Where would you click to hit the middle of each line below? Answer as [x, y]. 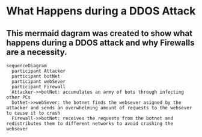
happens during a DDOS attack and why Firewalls [100, 42]
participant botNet [36, 76]
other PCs [19, 97]
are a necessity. [37, 52]
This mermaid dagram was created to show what [99, 33]
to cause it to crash [33, 113]
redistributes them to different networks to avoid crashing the [90, 124]
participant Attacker [39, 71]
